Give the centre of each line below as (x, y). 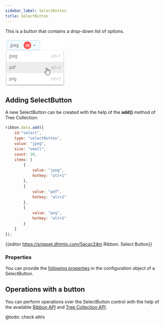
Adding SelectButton (39, 100)
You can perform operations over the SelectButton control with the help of (82, 302)
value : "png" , (47, 213)
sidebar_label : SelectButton (36, 11)
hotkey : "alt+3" (49, 218)
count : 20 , (26, 154)
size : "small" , (30, 149)
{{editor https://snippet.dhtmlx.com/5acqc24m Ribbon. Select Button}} (79, 244)
